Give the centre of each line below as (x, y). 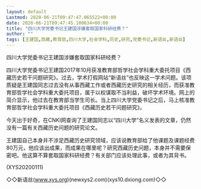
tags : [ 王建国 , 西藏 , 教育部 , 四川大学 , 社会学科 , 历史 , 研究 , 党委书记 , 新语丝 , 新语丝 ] (96, 39)
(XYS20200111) (25, 167)
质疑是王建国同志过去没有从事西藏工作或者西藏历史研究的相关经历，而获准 (98, 85)
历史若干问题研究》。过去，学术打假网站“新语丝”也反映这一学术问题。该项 (101, 77)
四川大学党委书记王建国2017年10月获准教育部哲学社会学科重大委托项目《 (96, 70)
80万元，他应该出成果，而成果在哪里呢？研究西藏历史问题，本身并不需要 (96, 148)
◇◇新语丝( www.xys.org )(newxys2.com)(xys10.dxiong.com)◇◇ (86, 179)
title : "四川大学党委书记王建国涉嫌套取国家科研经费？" (67, 28)
